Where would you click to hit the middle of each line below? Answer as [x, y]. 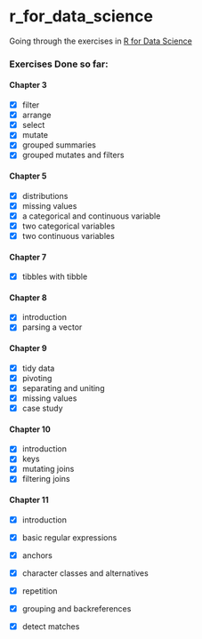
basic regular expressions [69, 537]
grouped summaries [59, 145]
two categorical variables [69, 226]
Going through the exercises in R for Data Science [101, 41]
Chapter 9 [28, 348]
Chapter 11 [29, 500]
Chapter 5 [28, 176]
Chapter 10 [30, 429]
